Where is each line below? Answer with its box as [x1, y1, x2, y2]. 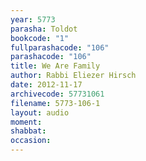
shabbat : [10, 126, 47, 136]
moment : [10, 117, 43, 127]
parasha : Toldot [10, 24, 78, 34]
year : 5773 [10, 14, 56, 25]
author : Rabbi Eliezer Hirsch [10, 71, 137, 81]
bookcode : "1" [10, 33, 70, 43]
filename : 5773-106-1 [10, 98, 101, 108]
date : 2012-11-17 [10, 80, 83, 90]
